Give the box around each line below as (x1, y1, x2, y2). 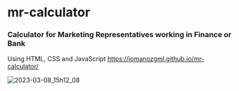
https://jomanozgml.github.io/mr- (107, 55, 205, 63)
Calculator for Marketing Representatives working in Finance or (7, 30, 232, 40)
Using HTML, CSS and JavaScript (7, 55, 106, 63)
